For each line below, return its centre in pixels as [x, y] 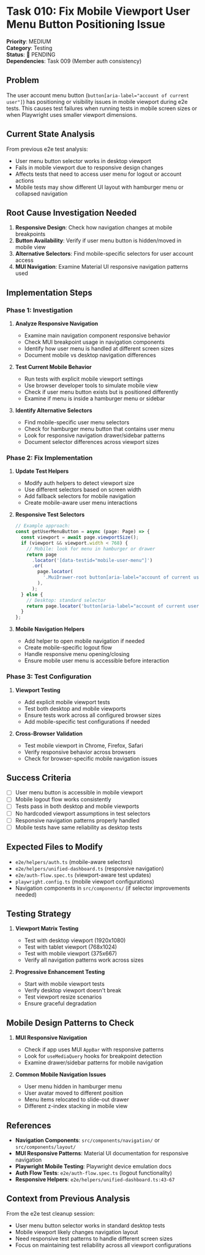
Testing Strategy [39, 913]
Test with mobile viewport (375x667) [71, 954]
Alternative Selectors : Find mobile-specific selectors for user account [104, 254]
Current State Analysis [51, 134]
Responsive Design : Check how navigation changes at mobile [94, 228]
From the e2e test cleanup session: [50, 1213]
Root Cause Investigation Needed [72, 212]
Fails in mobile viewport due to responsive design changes [89, 167]
